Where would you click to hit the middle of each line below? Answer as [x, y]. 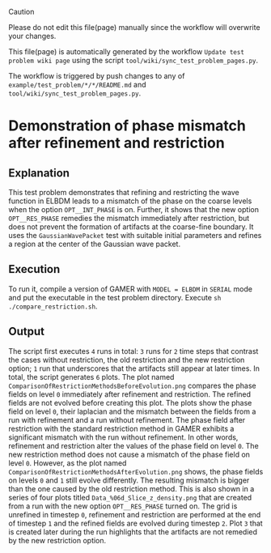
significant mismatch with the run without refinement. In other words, [123, 437]
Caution [21, 12]
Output [26, 332]
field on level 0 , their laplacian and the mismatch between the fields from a [132, 411]
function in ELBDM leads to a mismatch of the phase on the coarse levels [130, 201]
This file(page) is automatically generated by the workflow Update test [127, 51]
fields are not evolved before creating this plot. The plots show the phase [130, 402]
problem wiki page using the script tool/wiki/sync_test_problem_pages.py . [133, 60]
